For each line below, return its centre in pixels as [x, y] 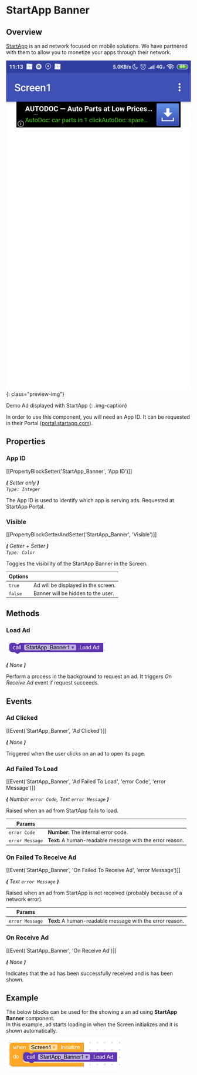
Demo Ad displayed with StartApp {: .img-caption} [67, 405]
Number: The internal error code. [88, 832]
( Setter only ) [23, 482]
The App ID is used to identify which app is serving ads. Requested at [90, 500]
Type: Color [21, 552]
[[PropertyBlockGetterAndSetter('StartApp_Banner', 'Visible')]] [81, 534]
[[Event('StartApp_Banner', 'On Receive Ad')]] [61, 950]
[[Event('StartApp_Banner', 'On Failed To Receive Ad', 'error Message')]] [93, 870]
